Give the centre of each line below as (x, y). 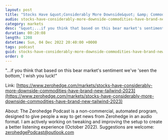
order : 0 (14, 56)
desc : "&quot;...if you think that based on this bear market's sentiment (85, 28)
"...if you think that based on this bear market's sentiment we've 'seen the (81, 70)
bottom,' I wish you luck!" (31, 76)
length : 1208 (19, 38)
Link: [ (12, 85)
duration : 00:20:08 (25, 33)
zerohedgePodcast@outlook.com (40, 132)
